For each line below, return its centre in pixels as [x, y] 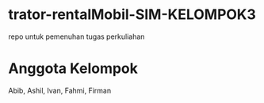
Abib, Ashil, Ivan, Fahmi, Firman [60, 90]
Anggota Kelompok [73, 69]
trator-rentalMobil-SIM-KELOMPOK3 [132, 15]
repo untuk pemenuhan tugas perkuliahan [77, 36]
